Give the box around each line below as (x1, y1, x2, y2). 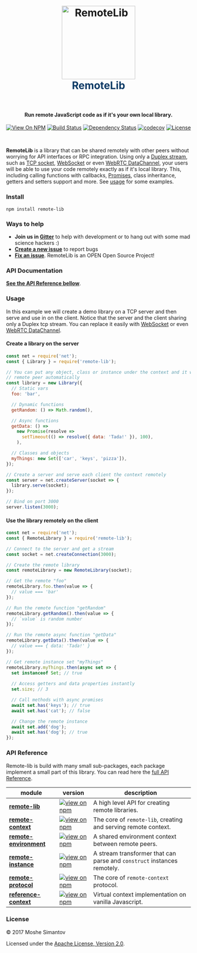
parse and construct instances (93, 857, 178, 865)
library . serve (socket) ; (11, 482, 69, 489)
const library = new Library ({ (6, 380, 83, 386)
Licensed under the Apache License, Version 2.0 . (6, 939, 125, 947)
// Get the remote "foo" (6, 578, 67, 584)
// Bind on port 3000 (6, 499, 59, 505)
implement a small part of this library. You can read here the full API (6, 769, 169, 776)
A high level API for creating (93, 798, 170, 807)
